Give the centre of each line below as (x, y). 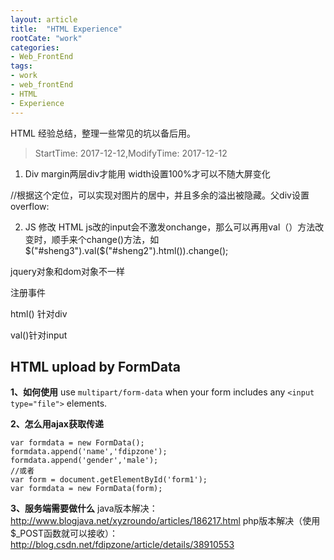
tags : (21, 66)
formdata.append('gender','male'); (84, 461)
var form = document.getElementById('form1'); (109, 480)
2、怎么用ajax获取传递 (57, 424)
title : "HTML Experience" (66, 29)
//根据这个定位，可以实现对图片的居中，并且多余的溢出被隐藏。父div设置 (160, 195)
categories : (35, 47)
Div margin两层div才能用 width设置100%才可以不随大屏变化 (147, 173)
